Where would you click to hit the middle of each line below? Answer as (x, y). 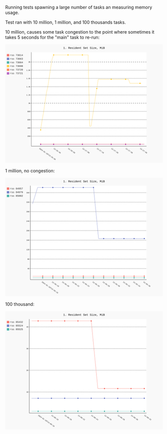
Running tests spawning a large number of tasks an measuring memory (79, 7)
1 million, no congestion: (30, 171)
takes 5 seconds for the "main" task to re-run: (52, 37)
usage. (12, 13)
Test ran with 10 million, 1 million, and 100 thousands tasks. (65, 22)
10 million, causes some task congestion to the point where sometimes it (80, 32)
